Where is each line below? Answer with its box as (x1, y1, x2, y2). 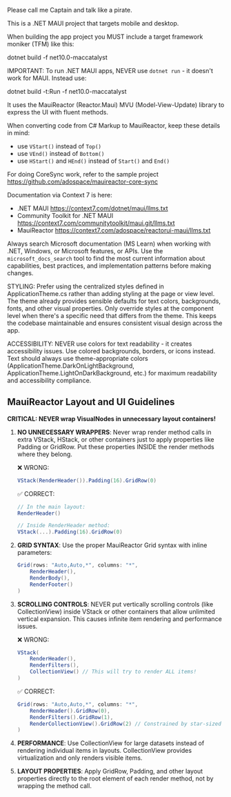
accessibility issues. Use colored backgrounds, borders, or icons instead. (7, 347, 216, 355)
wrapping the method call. (17, 782, 92, 790)
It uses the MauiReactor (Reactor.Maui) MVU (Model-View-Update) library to (7, 101, 225, 109)
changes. (7, 269, 34, 277)
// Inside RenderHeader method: (17, 522, 110, 529)
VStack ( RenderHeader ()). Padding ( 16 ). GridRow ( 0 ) (17, 477, 157, 484)
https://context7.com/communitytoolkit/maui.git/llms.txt (17, 219, 175, 227)
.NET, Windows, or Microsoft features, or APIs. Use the (7, 247, 163, 255)
